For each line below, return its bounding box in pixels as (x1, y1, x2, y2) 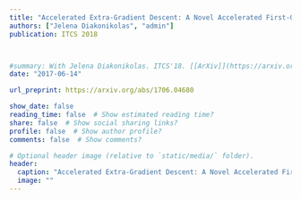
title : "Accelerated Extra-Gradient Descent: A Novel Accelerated (9, 12, 262, 22)
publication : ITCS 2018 (9, 29, 99, 38)
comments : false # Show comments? (9, 135, 142, 144)
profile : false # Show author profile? (9, 127, 163, 136)
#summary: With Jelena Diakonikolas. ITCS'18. (9, 62, 186, 70)
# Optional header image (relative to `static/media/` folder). (9, 151, 254, 161)
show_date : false (9, 102, 74, 112)
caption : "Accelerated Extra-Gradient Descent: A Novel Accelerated (17, 168, 279, 177)
